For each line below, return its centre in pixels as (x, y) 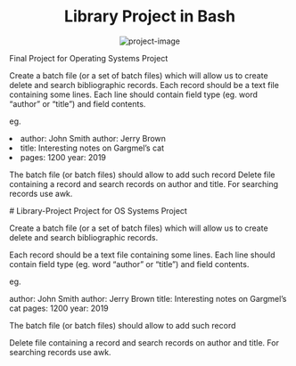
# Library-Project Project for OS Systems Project (98, 210)
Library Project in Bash (150, 16)
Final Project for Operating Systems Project (89, 58)
